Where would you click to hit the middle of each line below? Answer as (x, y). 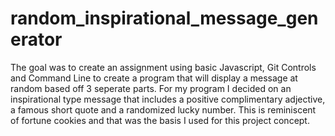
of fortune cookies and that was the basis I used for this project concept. (160, 120)
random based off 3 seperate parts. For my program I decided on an (151, 88)
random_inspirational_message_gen (164, 18)
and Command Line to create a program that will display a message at (154, 78)
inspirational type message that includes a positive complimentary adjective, (168, 99)
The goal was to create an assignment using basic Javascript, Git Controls (163, 67)
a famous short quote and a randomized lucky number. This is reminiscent (163, 109)
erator (36, 39)
